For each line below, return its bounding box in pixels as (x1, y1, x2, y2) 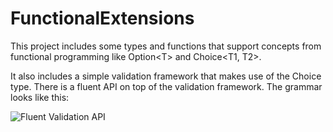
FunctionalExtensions (10, 7, 195, 30)
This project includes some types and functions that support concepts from (10, 40, 322, 52)
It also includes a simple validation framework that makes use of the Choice (10, 70, 322, 82)
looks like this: (10, 91, 70, 103)
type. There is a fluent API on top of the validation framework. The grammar (10, 80, 323, 92)
